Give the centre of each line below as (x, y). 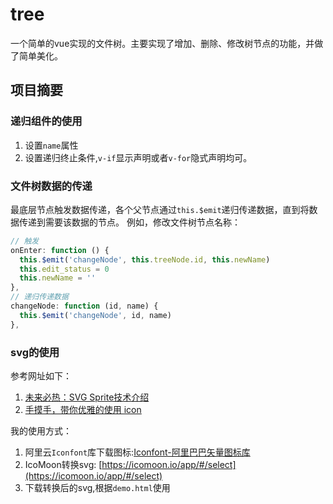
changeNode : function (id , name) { (84, 306)
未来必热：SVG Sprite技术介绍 (87, 397)
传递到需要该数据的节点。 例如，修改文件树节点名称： (129, 222)
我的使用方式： (41, 430)
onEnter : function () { (60, 250)
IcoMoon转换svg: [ (63, 464)
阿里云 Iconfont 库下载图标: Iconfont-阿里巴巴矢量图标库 (137, 452)
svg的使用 (35, 352)
